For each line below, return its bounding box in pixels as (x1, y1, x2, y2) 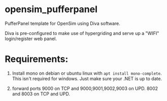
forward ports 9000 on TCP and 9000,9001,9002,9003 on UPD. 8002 (12, 85, 158, 91)
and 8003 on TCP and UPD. (12, 90, 71, 97)
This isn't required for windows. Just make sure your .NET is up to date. (12, 75, 162, 82)
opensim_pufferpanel (5, 4, 97, 15)
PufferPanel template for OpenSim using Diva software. (5, 20, 120, 26)
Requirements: (5, 53, 69, 65)
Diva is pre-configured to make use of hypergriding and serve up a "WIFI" (5, 30, 159, 36)
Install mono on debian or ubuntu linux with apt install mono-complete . (12, 70, 162, 76)
